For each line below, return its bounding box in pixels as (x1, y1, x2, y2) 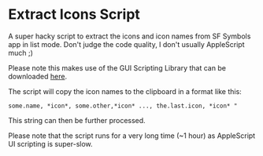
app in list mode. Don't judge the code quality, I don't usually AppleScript (8, 39, 245, 49)
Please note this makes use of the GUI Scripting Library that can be (8, 63, 227, 72)
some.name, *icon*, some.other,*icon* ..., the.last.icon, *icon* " (8, 102, 238, 110)
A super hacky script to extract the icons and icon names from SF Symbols (8, 31, 251, 41)
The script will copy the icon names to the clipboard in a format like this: (8, 86, 242, 96)
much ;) (8, 48, 34, 57)
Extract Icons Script (8, 5, 140, 24)
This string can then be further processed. (8, 115, 146, 125)
